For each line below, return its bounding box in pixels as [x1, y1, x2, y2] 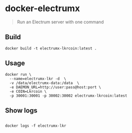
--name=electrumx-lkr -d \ [9, 76, 67, 81]
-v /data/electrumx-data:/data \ [9, 81, 79, 85]
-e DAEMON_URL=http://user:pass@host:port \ [9, 84, 101, 90]
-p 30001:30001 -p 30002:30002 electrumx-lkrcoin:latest [9, 93, 128, 98]
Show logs [5, 106, 38, 115]
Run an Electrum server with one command [17, 19, 104, 25]
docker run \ [5, 72, 32, 77]
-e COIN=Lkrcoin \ [9, 89, 47, 94]
